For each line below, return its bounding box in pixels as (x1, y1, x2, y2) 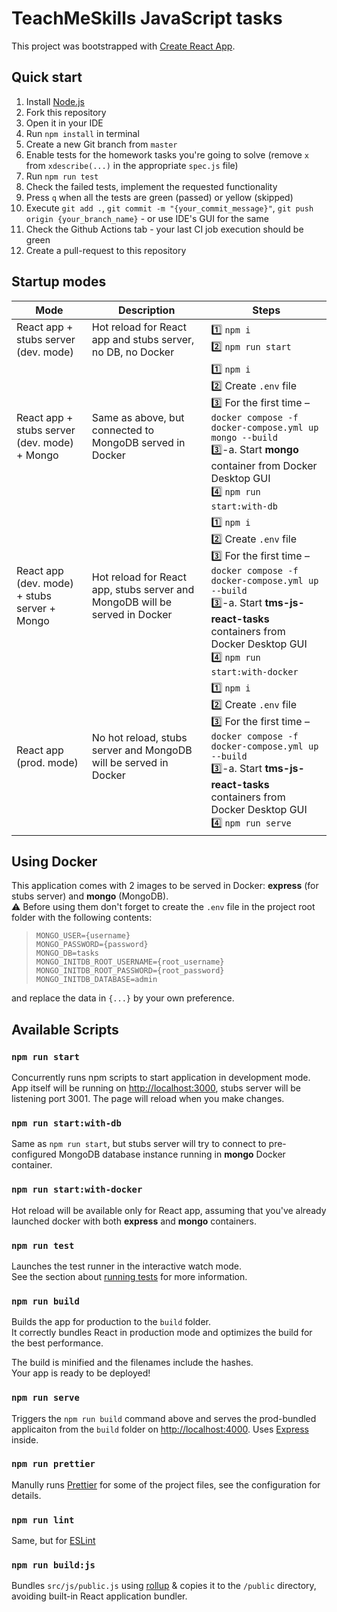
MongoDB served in (91, 436, 186, 450)
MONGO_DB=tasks (35, 948, 100, 959)
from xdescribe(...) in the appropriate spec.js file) (25, 159, 239, 171)
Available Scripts (11, 1021, 119, 1038)
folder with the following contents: (11, 912, 153, 924)
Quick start (11, 69, 83, 86)
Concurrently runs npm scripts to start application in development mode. (11, 1072, 311, 1084)
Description (117, 303, 176, 317)
